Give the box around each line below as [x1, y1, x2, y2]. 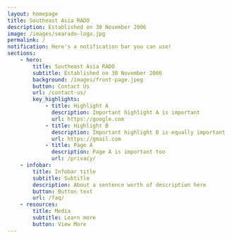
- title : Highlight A [44, 103, 109, 110]
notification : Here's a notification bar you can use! [7, 43, 172, 50]
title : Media [32, 208, 71, 215]
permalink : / [7, 37, 46, 44]
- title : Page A [44, 142, 93, 149]
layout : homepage [7, 10, 59, 18]
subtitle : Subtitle [32, 175, 90, 182]
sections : [7, 50, 37, 57]
